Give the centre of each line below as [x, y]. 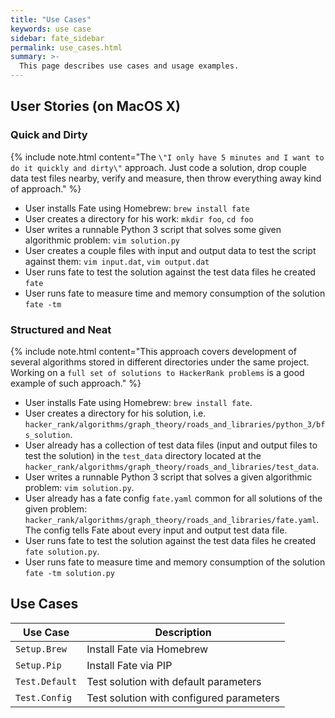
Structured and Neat [61, 329]
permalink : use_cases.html [66, 47]
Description [183, 632]
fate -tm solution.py [69, 573]
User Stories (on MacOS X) [96, 106]
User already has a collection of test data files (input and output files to [171, 445]
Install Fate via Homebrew [147, 649]
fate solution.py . [62, 551]
